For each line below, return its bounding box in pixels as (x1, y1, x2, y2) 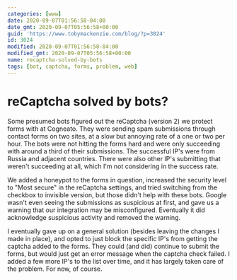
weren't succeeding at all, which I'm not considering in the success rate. (7, 162, 219, 170)
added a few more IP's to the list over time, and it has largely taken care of (7, 257, 224, 265)
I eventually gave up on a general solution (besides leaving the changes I (7, 227, 220, 235)
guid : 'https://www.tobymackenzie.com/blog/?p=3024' (7, 30, 166, 37)
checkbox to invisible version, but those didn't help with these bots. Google (7, 190, 227, 199)
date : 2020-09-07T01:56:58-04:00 (7, 17, 106, 24)
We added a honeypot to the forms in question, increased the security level (7, 175, 227, 184)
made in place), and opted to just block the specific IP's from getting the (7, 234, 218, 243)
